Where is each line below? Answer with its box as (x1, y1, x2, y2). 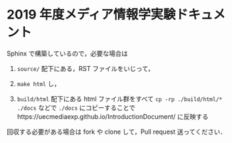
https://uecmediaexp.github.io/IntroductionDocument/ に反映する (16, 112, 209, 121)
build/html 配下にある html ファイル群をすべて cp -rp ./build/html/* (16, 94, 223, 103)
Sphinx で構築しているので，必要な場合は (6, 49, 129, 58)
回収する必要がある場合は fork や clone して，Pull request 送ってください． (6, 127, 227, 136)
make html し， (16, 79, 61, 88)
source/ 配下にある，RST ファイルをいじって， (16, 64, 154, 73)
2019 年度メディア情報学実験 (6, 6, 176, 23)
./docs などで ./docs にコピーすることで (16, 103, 136, 112)
